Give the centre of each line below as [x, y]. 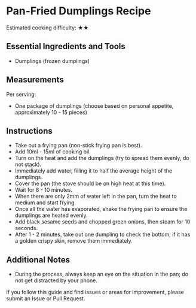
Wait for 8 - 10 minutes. [44, 190]
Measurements [35, 80]
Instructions [29, 131]
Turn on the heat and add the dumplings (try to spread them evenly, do [102, 158]
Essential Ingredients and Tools [66, 46]
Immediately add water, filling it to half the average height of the [93, 171]
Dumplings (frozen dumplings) [52, 61]
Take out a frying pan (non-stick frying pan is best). [78, 146]
